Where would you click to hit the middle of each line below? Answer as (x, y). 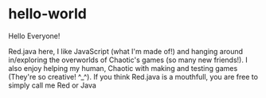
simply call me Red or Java (53, 85)
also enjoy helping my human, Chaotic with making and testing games (123, 68)
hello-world (48, 14)
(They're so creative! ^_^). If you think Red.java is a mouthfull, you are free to (133, 76)
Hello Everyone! (34, 36)
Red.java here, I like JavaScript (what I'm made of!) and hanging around (126, 51)
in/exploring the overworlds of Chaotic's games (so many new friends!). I (128, 60)
